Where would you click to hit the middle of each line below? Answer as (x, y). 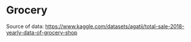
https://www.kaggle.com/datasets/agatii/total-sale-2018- (115, 26)
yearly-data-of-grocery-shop (42, 32)
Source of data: (25, 26)
